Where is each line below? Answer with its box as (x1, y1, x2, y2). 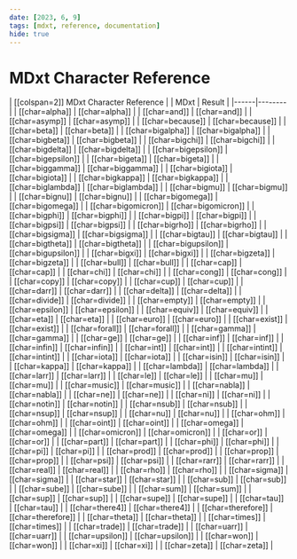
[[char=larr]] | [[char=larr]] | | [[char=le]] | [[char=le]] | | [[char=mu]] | (9, 370, 263, 382)
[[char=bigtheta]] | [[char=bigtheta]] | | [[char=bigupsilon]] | (9, 239, 229, 249)
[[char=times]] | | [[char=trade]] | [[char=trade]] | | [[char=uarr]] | (9, 521, 248, 532)
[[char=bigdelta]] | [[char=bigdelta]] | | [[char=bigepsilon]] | (9, 144, 228, 155)
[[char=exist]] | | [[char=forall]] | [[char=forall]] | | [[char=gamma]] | (9, 323, 256, 334)
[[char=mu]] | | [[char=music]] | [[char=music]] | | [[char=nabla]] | (9, 380, 250, 390)
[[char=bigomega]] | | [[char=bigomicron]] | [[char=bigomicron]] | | (9, 201, 255, 211)
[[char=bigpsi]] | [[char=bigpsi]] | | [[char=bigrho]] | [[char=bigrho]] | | (9, 219, 268, 231)
